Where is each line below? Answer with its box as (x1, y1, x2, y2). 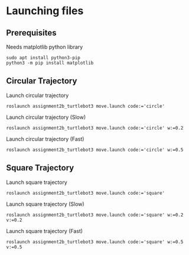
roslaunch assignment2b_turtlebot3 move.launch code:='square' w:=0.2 (6, 212, 184, 218)
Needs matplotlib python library (6, 43, 83, 50)
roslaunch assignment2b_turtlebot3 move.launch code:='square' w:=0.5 (6, 238, 184, 245)
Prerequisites (6, 28, 57, 38)
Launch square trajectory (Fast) (6, 227, 83, 234)
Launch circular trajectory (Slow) (6, 114, 86, 121)
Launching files (6, 4, 84, 18)
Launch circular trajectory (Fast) (6, 135, 84, 143)
